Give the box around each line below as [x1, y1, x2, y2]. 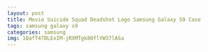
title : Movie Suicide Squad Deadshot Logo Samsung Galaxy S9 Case [7, 16, 201, 23]
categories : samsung [7, 28, 67, 36]
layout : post [7, 9, 45, 17]
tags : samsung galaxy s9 [7, 22, 78, 29]
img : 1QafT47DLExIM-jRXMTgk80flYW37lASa [7, 35, 125, 42]
